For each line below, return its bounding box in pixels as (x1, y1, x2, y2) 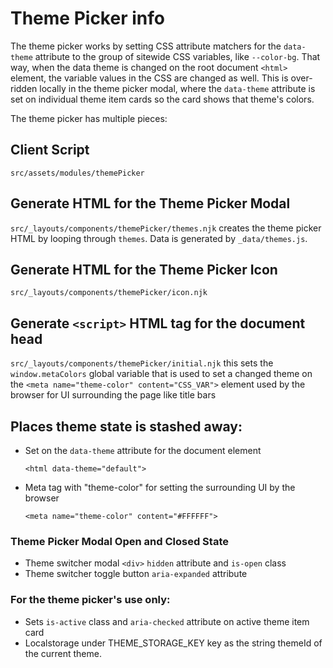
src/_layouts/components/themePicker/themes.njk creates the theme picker (10, 222, 322, 234)
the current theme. (24, 647, 102, 659)
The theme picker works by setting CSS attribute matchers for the (10, 40, 282, 52)
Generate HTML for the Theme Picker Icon (10, 261, 278, 278)
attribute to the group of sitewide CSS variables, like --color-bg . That (34, 50, 321, 62)
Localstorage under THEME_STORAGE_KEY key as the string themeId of (24, 637, 323, 649)
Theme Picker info (10, 7, 165, 30)
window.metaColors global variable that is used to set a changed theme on (10, 368, 313, 380)
